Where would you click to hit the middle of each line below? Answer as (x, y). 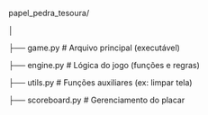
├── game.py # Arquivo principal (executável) (95, 48)
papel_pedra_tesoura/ (49, 13)
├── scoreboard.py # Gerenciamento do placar (97, 100)
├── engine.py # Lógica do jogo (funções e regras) (104, 65)
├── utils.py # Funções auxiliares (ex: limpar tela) (100, 83)
